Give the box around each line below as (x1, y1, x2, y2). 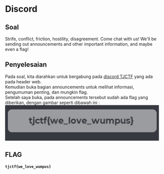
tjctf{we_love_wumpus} (5, 164, 51, 170)
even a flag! (5, 47, 29, 52)
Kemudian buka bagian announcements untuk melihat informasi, (5, 84, 134, 90)
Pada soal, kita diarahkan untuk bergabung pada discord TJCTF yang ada (5, 74, 153, 79)
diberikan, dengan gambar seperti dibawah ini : (5, 99, 100, 105)
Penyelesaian (5, 60, 47, 69)
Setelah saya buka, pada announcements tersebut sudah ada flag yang (5, 94, 148, 100)
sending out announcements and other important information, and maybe (5, 41, 153, 47)
